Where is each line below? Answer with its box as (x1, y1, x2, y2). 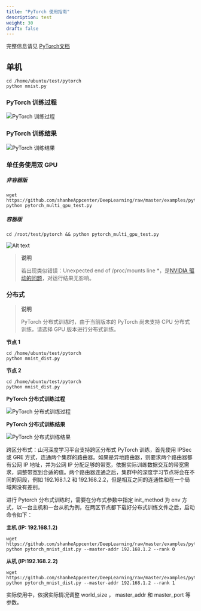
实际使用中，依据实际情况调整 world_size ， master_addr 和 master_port (6, 591, 184, 598)
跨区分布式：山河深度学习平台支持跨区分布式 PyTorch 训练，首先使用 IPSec (6, 446, 192, 453)
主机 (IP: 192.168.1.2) (6, 524, 58, 531)
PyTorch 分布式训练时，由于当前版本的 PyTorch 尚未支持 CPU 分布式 (20, 318, 190, 325)
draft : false (6, 25, 39, 32)
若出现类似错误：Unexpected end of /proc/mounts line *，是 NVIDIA (20, 267, 188, 274)
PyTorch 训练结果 (6, 129, 57, 138)
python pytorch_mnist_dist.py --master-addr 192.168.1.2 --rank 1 (6, 580, 175, 586)
